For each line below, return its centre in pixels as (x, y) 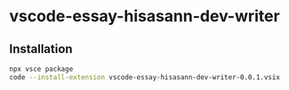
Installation (41, 49)
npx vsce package (41, 69)
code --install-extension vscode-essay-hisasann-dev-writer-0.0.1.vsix (144, 77)
